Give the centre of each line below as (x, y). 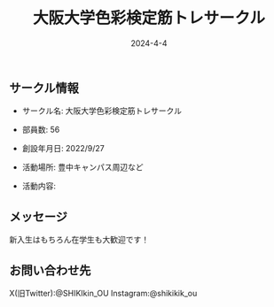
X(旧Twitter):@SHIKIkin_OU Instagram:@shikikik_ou (103, 293)
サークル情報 (44, 88)
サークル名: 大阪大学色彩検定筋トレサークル (102, 111)
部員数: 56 (41, 130)
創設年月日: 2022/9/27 (63, 149)
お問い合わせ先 (50, 270)
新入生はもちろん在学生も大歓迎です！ (79, 240)
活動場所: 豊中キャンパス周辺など (82, 167)
